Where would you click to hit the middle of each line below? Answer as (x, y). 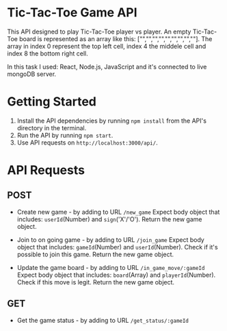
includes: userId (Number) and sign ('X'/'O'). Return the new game (109, 219)
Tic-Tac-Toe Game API (72, 13)
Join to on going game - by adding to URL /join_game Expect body (111, 240)
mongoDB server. (32, 74)
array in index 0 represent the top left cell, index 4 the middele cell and (107, 46)
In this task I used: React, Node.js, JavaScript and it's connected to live (107, 66)
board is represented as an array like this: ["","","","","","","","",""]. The (116, 38)
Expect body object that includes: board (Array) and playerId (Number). (116, 275)
